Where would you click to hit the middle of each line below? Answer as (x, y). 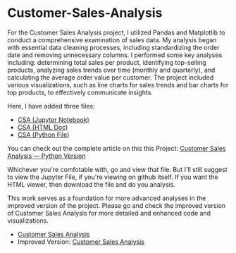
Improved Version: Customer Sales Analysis (81, 242)
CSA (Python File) (43, 135)
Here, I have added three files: (51, 106)
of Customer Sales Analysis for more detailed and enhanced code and (109, 213)
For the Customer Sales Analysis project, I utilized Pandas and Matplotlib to (116, 32)
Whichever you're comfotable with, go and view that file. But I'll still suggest (117, 169)
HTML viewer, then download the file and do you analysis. (92, 184)
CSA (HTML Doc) (43, 127)
